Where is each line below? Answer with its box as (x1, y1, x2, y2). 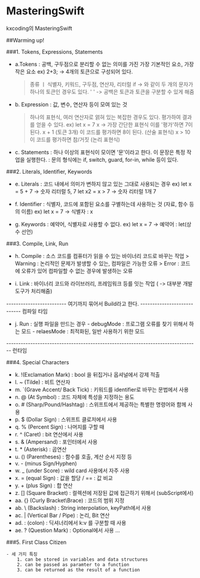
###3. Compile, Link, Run (6, 240, 69, 247)
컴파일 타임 (21, 308, 48, 315)
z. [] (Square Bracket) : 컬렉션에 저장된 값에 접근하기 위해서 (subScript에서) (14, 489, 194, 496)
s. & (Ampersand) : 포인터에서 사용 (14, 438, 98, 445)
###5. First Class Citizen (6, 539, 67, 546)
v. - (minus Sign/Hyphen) (14, 460, 78, 467)
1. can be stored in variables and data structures (17, 557, 148, 562)
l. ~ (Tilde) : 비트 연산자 (14, 378, 70, 386)
